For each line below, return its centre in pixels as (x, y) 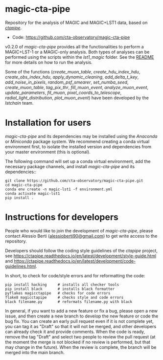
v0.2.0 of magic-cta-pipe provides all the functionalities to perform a (75, 46)
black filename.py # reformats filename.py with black (69, 302)
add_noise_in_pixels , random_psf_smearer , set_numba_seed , (67, 82)
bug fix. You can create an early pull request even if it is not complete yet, (80, 321)
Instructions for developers (62, 217)
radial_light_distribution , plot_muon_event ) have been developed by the (77, 98)
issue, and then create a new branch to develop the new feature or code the (82, 316)
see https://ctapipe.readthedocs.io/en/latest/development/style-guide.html (81, 256)
